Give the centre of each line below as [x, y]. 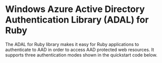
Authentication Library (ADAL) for [77, 20]
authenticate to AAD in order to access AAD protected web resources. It [80, 49]
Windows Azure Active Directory [75, 9]
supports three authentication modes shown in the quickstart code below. [81, 55]
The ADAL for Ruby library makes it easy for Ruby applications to [72, 44]
